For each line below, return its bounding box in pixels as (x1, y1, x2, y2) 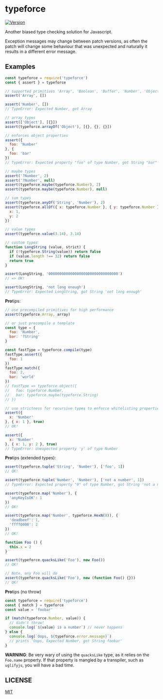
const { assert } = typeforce (5, 80, 66, 85)
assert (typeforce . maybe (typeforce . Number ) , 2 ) (5, 182, 101, 187)
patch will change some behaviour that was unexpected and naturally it (5, 43, 148, 49)
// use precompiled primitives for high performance (5, 307, 114, 312)
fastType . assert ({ (5, 352, 42, 357)
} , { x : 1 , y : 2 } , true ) (5, 441, 58, 447)
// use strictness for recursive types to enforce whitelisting (5, 406, 138, 411)
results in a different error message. (5, 49, 77, 54)
